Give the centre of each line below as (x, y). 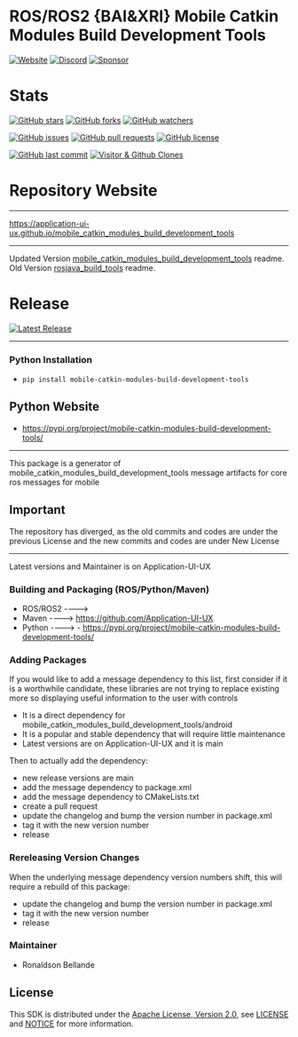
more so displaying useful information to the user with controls (124, 698)
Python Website (55, 407)
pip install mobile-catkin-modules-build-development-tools (135, 380)
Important (37, 510)
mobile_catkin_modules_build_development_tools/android (127, 724)
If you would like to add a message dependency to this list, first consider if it (149, 679)
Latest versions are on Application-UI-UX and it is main (122, 744)
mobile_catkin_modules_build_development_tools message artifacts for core (149, 472)
